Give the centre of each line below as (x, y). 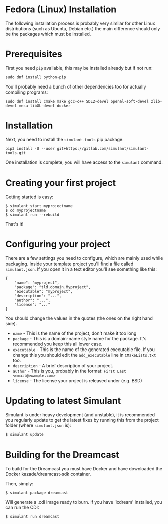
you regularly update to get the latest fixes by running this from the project (82, 420)
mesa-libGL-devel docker (44, 106)
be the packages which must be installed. (48, 34)
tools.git (16, 153)
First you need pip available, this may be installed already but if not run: (79, 68)
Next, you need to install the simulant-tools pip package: (64, 139)
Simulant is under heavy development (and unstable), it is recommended (80, 415)
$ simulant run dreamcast (32, 516)
